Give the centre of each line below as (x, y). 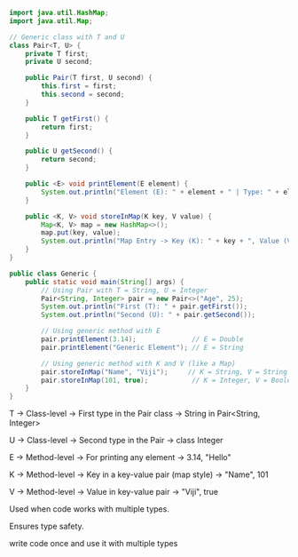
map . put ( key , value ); (81, 233)
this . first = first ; (79, 86)
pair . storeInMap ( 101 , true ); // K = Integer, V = (154, 380)
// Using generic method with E (101, 331)
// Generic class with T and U (67, 37)
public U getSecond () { (69, 151)
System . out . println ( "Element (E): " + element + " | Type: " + (160, 192)
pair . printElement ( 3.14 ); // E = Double (142, 339)
